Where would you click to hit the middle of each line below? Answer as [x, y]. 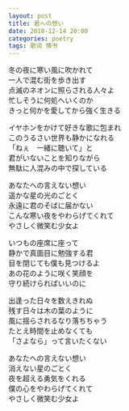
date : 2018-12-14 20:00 [48, 31]
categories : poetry [41, 38]
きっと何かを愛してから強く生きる [64, 111]
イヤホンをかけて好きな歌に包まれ [65, 128]
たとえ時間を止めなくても [50, 331]
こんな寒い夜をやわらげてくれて [61, 216]
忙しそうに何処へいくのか [51, 100]
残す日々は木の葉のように [51, 311]
